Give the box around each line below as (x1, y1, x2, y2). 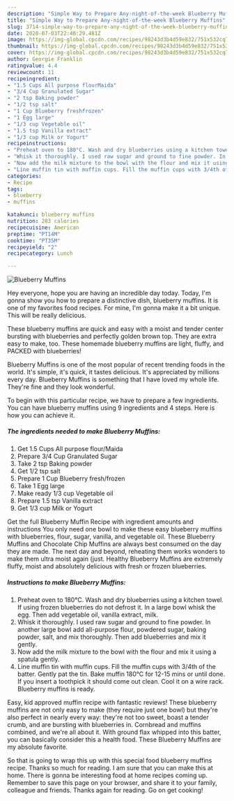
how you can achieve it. (7, 411, 75, 420)
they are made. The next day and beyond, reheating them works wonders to (7, 548, 226, 556)
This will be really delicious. (7, 311, 87, 320)
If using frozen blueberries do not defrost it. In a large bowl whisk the (17, 603, 216, 612)
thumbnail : (7, 43, 39, 50)
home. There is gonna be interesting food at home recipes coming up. (7, 771, 208, 779)
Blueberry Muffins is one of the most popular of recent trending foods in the (7, 360, 225, 369)
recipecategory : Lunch (7, 250, 73, 257)
